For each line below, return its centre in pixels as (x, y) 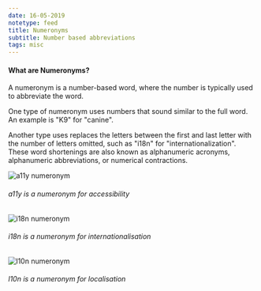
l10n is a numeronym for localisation (67, 279)
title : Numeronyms (38, 30)
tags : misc (26, 45)
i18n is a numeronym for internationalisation (80, 236)
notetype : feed (33, 23)
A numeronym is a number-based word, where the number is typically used (131, 88)
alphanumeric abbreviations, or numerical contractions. (98, 161)
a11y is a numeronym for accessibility (69, 194)
